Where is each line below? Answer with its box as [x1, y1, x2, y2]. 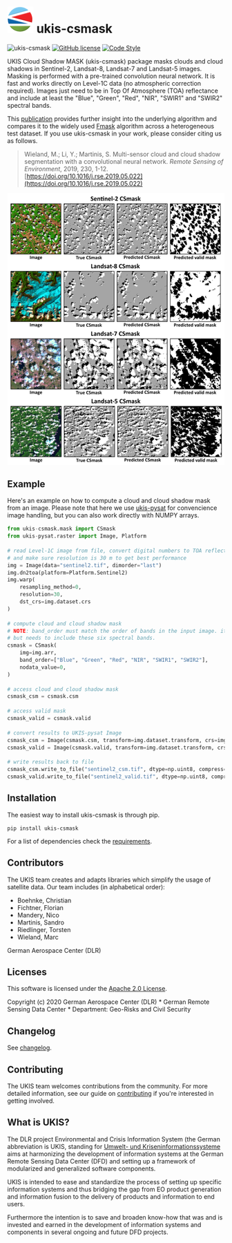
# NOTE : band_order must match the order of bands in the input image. [7, 627, 217, 634]
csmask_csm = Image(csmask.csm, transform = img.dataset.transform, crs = [7, 737, 217, 743]
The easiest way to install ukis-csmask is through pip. [7, 810, 160, 819]
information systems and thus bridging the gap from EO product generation [7, 1185, 222, 1193]
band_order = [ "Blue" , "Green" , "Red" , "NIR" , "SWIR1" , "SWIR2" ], [19, 656, 209, 664]
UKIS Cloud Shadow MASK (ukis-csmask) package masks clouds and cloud [7, 57, 223, 65]
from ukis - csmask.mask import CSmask [7, 525, 116, 533]
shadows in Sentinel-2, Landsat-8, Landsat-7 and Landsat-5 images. [7, 64, 202, 73]
